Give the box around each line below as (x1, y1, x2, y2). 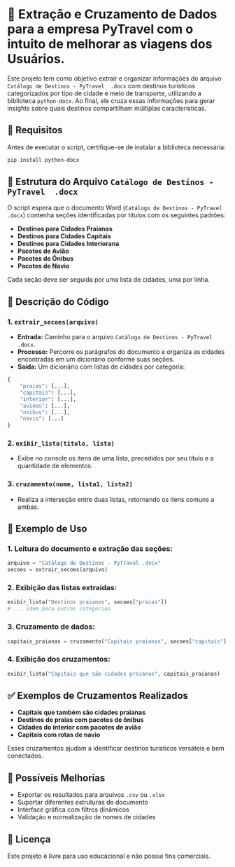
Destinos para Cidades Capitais (17, 232, 111, 240)
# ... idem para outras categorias (7, 606, 111, 613)
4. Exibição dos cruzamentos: (7, 655, 111, 664)
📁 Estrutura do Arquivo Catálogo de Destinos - (7, 176, 214, 188)
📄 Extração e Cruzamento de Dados (7, 6, 218, 22)
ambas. (17, 503, 39, 511)
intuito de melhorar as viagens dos (7, 36, 213, 52)
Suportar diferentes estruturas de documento (17, 798, 148, 807)
